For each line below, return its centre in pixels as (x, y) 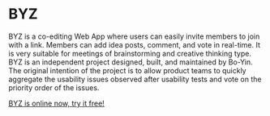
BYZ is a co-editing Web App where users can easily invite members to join (134, 36)
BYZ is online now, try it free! (57, 103)
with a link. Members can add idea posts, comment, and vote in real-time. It (135, 44)
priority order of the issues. (54, 87)
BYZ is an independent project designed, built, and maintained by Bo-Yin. (131, 62)
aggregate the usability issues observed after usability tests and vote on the (135, 79)
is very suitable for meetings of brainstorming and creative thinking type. (130, 53)
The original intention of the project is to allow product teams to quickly (127, 70)
